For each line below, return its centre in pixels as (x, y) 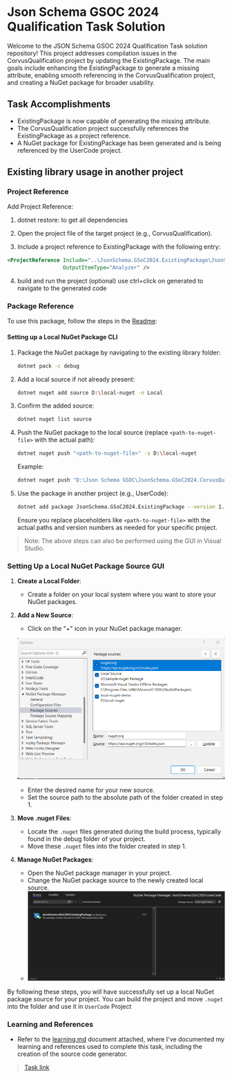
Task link (37, 1068)
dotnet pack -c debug (48, 366)
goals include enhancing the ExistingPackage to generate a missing (103, 68)
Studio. (34, 548)
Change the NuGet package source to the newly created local (115, 880)
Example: (30, 466)
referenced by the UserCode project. (69, 150)
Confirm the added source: (56, 406)
